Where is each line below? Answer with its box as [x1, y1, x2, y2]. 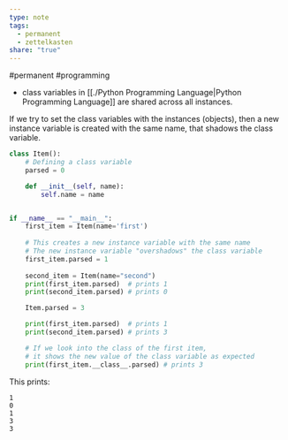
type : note [9, 12, 49, 22]
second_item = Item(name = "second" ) [25, 271, 156, 280]
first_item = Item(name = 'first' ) [25, 222, 148, 231]
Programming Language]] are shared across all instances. [21, 96, 233, 107]
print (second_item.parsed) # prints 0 [25, 288, 168, 297]
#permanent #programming [9, 70, 110, 80]
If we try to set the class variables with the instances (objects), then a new [9, 114, 280, 125]
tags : [9, 21, 29, 30]
